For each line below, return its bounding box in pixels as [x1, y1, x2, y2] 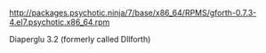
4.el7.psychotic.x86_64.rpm [9, 17, 110, 27]
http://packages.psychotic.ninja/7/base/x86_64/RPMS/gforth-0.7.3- [9, 8, 257, 18]
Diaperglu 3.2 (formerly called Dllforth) [9, 34, 151, 44]
